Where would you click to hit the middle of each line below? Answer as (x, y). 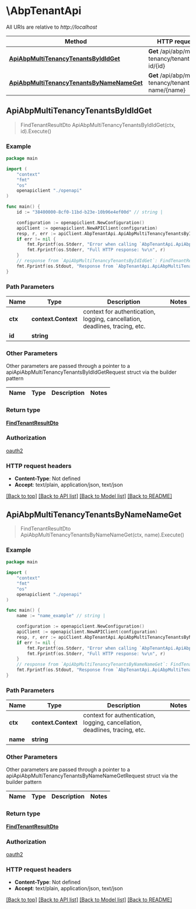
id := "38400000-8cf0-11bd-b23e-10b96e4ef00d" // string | (90, 212)
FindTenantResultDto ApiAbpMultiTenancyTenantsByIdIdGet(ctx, (98, 125)
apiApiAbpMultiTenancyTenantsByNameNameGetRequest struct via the (92, 776)
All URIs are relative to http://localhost (52, 27)
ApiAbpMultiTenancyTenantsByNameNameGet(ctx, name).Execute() (102, 535)
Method (76, 41)
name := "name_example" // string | (61, 616)
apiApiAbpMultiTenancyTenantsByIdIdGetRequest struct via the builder (91, 372)
